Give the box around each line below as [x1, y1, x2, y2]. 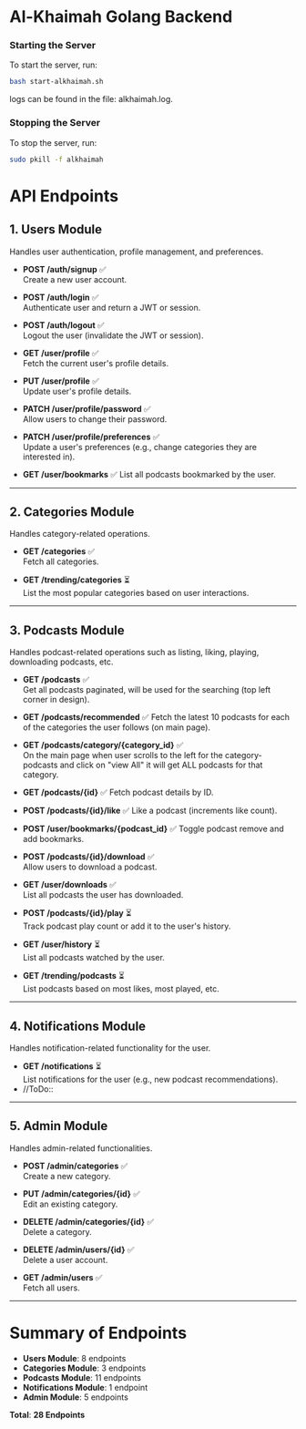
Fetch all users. [22, 1282, 80, 1293]
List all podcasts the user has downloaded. [22, 889, 184, 900]
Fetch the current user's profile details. [22, 357, 169, 368]
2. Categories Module [9, 504, 135, 519]
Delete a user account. [22, 1254, 108, 1265]
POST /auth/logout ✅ [22, 319, 105, 330]
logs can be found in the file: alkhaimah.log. [9, 94, 173, 105]
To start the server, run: [9, 59, 98, 70]
